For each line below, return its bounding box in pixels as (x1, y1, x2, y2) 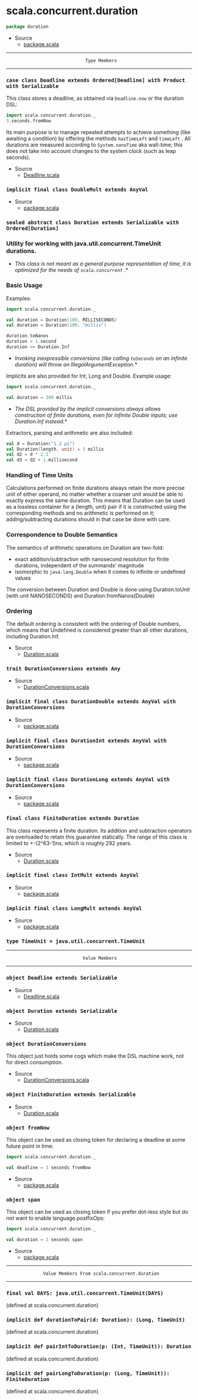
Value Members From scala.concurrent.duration (43, 1271, 160, 1276)
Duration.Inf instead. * (14, 418, 68, 425)
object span (6, 1196, 41, 1203)
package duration (6, 24, 49, 30)
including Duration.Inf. (6, 633, 60, 640)
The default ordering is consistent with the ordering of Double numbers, (6, 621, 181, 628)
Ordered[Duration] (6, 225, 59, 232)
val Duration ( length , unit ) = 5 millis (6, 446, 104, 452)
